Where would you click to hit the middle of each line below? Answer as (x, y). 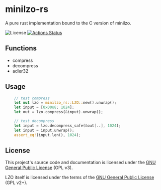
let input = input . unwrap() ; (44, 130)
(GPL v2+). (16, 183)
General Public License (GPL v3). (39, 168)
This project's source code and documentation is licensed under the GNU (80, 163)
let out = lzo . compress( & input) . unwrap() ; (59, 112)
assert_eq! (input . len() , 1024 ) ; (47, 135)
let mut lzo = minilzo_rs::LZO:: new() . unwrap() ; (65, 103)
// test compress (32, 98)
